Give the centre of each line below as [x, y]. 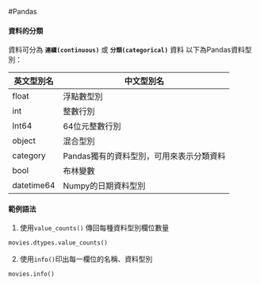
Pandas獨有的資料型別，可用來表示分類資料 [144, 156]
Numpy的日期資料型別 [104, 186]
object [24, 141]
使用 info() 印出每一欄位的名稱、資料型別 [86, 259]
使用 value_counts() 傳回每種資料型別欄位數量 [94, 228]
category [29, 156]
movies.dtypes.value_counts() [58, 243]
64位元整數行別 [92, 126]
